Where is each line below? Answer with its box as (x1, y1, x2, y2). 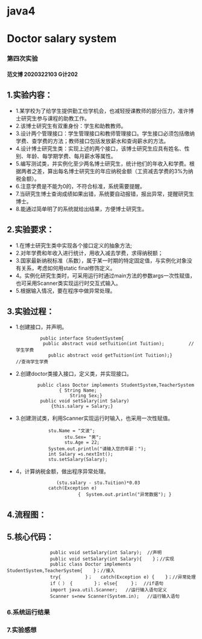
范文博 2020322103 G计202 (7, 71, 78, 78)
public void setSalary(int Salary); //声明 (49, 549, 162, 556)
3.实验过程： (7, 306, 55, 316)
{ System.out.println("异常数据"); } (78, 492, 172, 498)
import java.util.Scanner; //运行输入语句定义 (49, 587, 168, 593)
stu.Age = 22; (64, 439, 100, 446)
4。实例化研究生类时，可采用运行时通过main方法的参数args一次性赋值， (15, 272, 195, 279)
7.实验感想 (7, 626, 37, 634)
